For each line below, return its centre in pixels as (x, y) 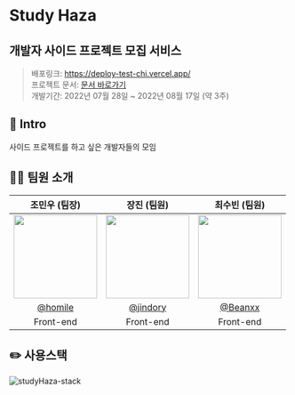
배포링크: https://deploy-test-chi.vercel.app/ (111, 73)
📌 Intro (28, 124)
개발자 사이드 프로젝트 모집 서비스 (96, 50)
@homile (55, 307)
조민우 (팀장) (56, 205)
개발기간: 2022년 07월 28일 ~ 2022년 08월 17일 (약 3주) (130, 96)
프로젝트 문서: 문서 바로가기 (79, 85)
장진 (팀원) (147, 205)
